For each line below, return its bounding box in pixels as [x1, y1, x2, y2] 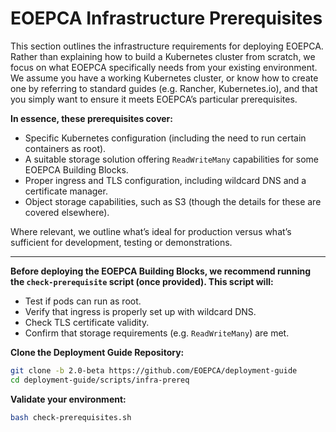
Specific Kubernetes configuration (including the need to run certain [24, 132, 307, 144]
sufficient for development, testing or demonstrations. [10, 236, 233, 248]
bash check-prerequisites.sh [10, 412, 132, 422]
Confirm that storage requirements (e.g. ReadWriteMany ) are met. [24, 327, 290, 339]
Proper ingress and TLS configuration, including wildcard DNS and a [24, 174, 307, 186]
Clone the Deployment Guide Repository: [10, 346, 185, 358]
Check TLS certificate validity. [24, 316, 150, 328]
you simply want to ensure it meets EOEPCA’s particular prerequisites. [10, 93, 298, 105]
